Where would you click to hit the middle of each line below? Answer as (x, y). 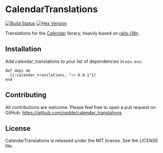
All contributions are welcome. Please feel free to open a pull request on (80, 107)
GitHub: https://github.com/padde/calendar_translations (64, 112)
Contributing (26, 95)
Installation (23, 49)
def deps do (18, 70)
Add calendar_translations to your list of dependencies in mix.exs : (74, 61)
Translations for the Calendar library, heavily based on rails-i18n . (73, 33)
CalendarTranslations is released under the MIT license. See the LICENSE (82, 141)
